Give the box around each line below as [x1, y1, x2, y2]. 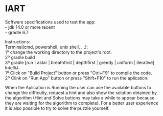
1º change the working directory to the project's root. [5, 49, 112, 55]
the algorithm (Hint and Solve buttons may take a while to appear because [5, 95, 155, 100]
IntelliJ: [5, 64, 20, 71]
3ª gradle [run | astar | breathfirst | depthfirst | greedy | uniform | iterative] [5, 59, 155, 65]
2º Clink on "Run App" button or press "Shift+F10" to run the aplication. [5, 75, 149, 81]
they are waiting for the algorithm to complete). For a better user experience [5, 100, 159, 106]
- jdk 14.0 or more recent [5, 24, 55, 30]
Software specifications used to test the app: [5, 19, 95, 25]
